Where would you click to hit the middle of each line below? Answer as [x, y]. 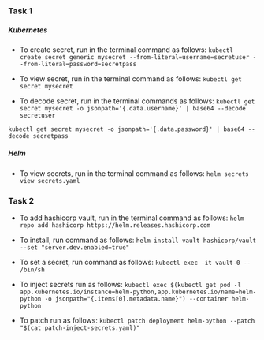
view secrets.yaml [50, 181]
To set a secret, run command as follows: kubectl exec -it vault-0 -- [135, 263]
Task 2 [21, 200]
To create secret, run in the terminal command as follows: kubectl [126, 50]
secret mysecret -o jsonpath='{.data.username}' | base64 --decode [132, 108]
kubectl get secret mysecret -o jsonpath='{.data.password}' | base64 [126, 129]
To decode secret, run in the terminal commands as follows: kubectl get [137, 101]
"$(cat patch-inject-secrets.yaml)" [80, 328]
